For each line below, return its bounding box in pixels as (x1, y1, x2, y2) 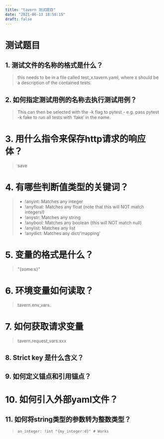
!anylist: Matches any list (24, 225, 76, 231)
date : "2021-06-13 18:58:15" (5, 12, 66, 17)
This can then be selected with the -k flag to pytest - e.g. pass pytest (17, 109, 159, 115)
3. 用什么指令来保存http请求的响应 (5, 133, 146, 145)
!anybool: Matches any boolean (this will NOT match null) (24, 220, 142, 226)
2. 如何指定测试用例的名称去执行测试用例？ (5, 95, 137, 104)
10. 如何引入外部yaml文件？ (5, 394, 118, 405)
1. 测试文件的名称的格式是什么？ (5, 61, 103, 69)
